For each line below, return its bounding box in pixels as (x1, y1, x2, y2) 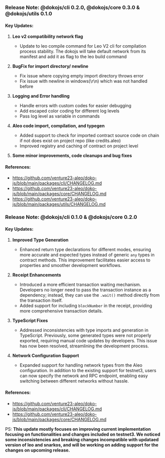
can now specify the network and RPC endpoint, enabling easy (19, 373, 148, 379)
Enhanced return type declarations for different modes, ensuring (19, 247, 151, 253)
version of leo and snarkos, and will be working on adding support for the (5, 442, 159, 448)
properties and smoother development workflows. (19, 262, 122, 268)
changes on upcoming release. (5, 447, 70, 453)
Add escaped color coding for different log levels (19, 108, 120, 114)
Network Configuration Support (12, 353, 79, 359)
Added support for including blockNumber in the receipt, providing (19, 303, 152, 309)
